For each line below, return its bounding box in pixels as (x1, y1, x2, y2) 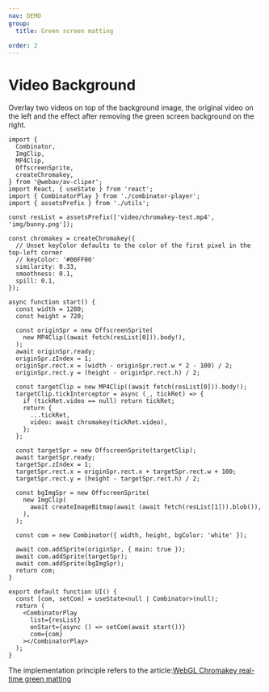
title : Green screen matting (15, 27, 114, 35)
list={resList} (29, 616, 82, 624)
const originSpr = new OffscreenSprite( (15, 326, 153, 335)
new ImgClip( (23, 496, 67, 505)
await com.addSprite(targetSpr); (15, 552, 128, 561)
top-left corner (8, 249, 63, 257)
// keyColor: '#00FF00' (15, 256, 95, 264)
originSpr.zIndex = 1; (15, 354, 92, 363)
